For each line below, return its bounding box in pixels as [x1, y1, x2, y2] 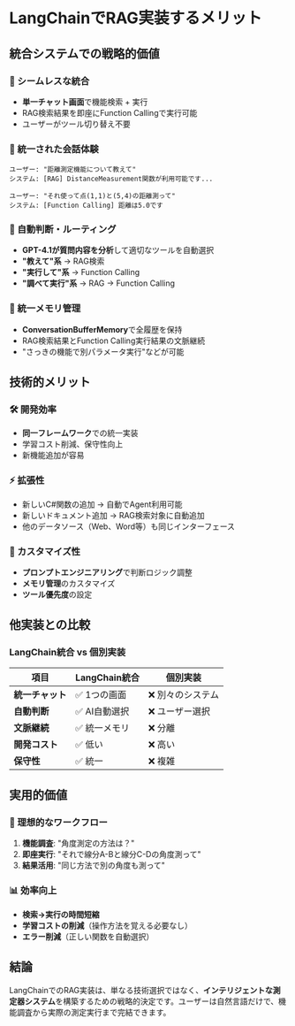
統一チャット [13, 688, 67, 701]
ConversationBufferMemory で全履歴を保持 [21, 324, 183, 334]
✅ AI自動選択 [74, 705, 130, 717]
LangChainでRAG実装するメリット [9, 8, 262, 28]
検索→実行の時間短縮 [21, 908, 100, 920]
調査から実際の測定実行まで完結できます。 [16, 1007, 171, 1017]
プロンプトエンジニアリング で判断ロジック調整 [21, 567, 193, 578]
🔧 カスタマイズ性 [9, 545, 81, 557]
